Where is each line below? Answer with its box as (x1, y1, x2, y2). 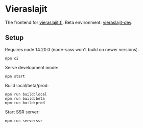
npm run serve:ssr (5, 118, 43, 123)
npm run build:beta (5, 96, 45, 101)
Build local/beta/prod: (5, 82, 49, 88)
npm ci (5, 56, 19, 61)
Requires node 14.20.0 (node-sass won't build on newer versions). (5, 46, 139, 52)
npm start (5, 74, 25, 79)
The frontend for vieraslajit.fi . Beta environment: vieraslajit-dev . (5, 19, 133, 25)
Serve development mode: (5, 64, 59, 70)
